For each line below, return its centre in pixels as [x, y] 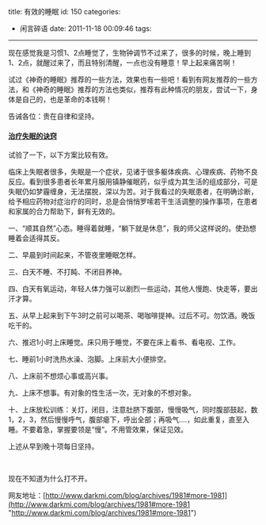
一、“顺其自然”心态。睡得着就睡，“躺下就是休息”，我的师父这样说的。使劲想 [132, 228]
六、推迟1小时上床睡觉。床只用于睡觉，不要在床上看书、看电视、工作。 [124, 343]
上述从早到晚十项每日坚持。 [53, 446]
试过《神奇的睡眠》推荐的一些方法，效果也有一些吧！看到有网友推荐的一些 [129, 79]
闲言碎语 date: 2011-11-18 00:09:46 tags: [85, 29]
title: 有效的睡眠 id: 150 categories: [65, 11]
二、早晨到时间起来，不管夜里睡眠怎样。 [74, 255]
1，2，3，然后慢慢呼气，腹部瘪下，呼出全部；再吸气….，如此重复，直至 [125, 420]
